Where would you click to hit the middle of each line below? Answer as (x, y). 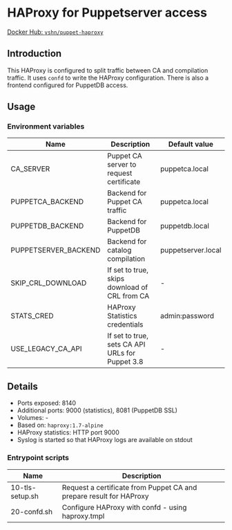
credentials (125, 325)
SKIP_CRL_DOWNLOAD (49, 283)
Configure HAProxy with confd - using (124, 507)
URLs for (121, 353)
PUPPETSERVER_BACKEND (56, 250)
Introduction (35, 54)
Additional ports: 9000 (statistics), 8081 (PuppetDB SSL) (97, 410)
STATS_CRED (32, 316)
